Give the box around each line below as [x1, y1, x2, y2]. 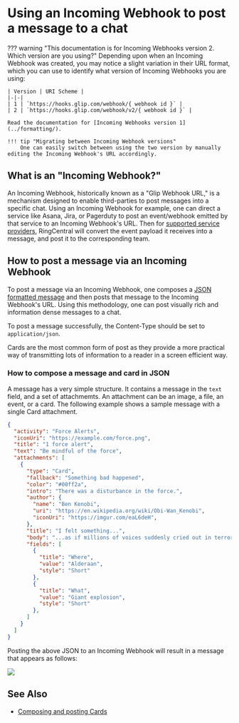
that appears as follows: [7, 654, 78, 662]
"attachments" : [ [14, 455, 65, 462]
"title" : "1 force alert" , [14, 441, 94, 448]
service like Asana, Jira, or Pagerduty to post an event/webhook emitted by [7, 211, 228, 220]
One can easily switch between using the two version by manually [20, 144, 221, 151]
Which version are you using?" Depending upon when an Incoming [7, 51, 203, 60]
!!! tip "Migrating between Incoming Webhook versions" [7, 138, 176, 145]
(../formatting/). [7, 125, 62, 133]
